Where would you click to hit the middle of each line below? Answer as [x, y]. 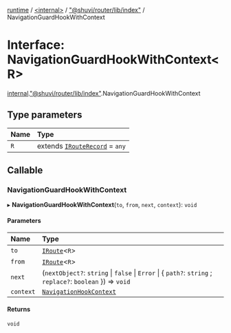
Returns [19, 310]
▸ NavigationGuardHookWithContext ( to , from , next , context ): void [102, 205]
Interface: [36, 45]
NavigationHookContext [79, 291]
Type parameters [45, 115]
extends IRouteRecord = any [81, 146]
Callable [25, 170]
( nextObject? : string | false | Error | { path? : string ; [127, 272]
